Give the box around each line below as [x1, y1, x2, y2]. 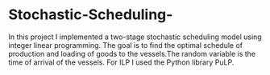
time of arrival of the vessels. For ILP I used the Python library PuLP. [8, 57, 235, 67]
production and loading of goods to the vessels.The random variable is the [8, 49, 256, 58]
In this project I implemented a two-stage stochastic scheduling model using [8, 32, 262, 41]
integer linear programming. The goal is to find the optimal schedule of [8, 40, 243, 49]
